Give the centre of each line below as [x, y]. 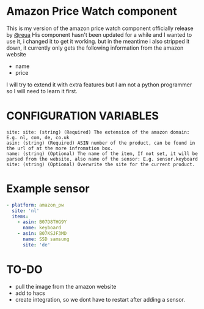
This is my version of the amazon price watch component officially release [100, 28]
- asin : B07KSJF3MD [42, 234]
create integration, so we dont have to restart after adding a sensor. [100, 299]
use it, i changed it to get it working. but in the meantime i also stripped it [98, 41]
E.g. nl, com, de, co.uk [38, 137]
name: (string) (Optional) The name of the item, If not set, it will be [102, 154]
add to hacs [30, 293]
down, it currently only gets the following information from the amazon [95, 48]
